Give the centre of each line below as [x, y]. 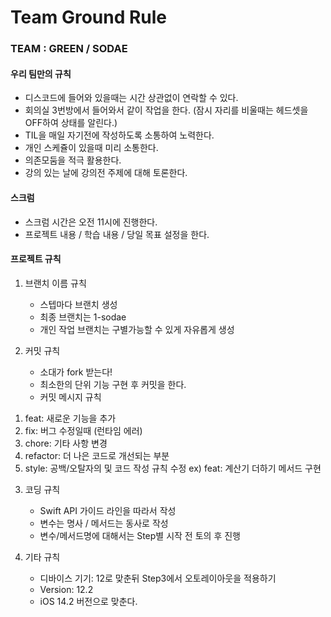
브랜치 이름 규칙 [55, 283]
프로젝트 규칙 [36, 259]
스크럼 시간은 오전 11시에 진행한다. [91, 222]
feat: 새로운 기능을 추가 [70, 418]
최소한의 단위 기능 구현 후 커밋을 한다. [113, 384]
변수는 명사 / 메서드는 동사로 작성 [104, 523]
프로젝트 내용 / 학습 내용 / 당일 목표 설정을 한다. [117, 234]
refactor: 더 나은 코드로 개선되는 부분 [97, 455]
